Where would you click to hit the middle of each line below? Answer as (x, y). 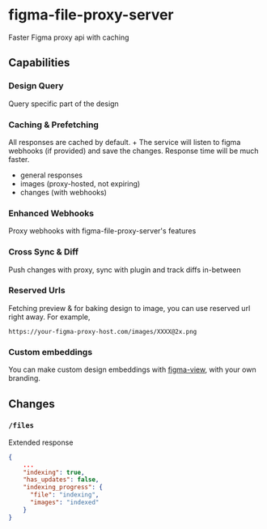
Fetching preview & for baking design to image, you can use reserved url (129, 308)
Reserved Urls (37, 291)
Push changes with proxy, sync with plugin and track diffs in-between (125, 270)
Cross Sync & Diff (44, 252)
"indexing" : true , (54, 472)
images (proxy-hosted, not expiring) (80, 183)
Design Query (36, 86)
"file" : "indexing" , (64, 495)
